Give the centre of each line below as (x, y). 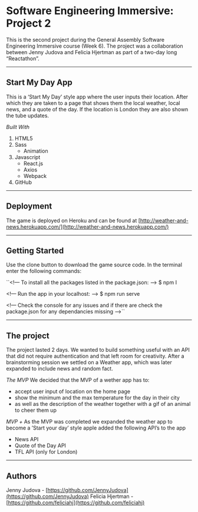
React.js (33, 163)
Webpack (35, 176)
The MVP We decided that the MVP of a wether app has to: (78, 380)
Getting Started (35, 251)
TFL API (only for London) (46, 452)
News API (27, 440)
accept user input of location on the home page (72, 392)
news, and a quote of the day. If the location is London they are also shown (97, 109)
